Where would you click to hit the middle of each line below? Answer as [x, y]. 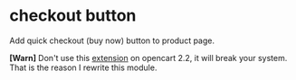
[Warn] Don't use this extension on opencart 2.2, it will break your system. [148, 58]
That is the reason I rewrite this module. [83, 67]
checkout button [73, 16]
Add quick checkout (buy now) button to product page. [112, 40]
